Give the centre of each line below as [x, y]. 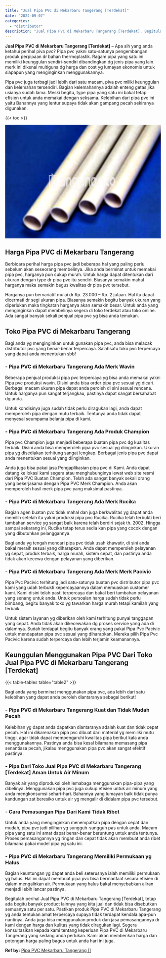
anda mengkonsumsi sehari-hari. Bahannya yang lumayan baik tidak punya [82, 794]
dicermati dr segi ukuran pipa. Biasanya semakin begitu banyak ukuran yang [83, 300]
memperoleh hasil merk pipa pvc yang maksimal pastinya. [64, 488]
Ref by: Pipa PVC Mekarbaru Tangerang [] [48, 951]
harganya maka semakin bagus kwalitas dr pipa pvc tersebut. [67, 285]
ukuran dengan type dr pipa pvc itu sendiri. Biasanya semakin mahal [75, 280]
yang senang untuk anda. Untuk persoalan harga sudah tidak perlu [73, 598]
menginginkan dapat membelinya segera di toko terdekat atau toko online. [81, 311]
